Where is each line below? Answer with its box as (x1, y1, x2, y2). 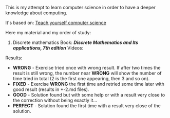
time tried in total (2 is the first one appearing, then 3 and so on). (12, 76, 150, 81)
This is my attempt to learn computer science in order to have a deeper (5, 5, 156, 10)
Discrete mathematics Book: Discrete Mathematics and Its (12, 39, 139, 45)
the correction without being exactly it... (12, 97, 98, 103)
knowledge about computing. (5, 10, 68, 16)
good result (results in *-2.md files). (12, 86, 89, 92)
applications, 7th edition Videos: (12, 45, 84, 51)
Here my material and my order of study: (5, 30, 91, 35)
